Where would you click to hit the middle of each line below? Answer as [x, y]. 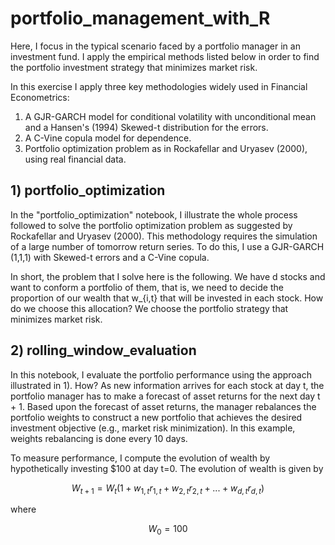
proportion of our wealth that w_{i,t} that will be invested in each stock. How [167, 298]
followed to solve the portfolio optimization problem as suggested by [151, 225]
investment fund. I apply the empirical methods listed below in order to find [165, 56]
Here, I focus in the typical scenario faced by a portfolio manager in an [155, 46]
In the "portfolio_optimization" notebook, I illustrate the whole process [154, 214]
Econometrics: [40, 97]
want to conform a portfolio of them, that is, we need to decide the [147, 287]
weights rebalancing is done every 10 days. [99, 438]
